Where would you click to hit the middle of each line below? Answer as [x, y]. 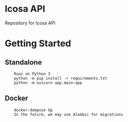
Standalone [23, 62]
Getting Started [38, 43]
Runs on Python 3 [32, 74]
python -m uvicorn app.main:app [48, 83]
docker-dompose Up [33, 110]
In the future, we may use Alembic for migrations [69, 114]
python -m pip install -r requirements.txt [61, 78]
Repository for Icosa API [30, 23]
